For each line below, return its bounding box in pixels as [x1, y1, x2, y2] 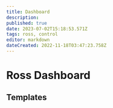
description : [6, 14, 39, 21]
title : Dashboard [6, 8, 50, 15]
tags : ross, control [6, 31, 59, 37]
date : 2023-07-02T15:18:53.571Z [6, 25, 88, 32]
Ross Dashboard [6, 69, 91, 82]
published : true [6, 20, 47, 26]
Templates [6, 92, 47, 103]
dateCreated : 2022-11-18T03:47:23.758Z [6, 43, 107, 49]
